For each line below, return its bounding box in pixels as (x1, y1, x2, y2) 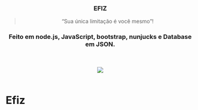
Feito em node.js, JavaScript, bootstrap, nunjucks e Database (8, 33, 192, 41)
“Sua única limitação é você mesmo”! (61, 18, 154, 25)
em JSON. (85, 40, 115, 48)
